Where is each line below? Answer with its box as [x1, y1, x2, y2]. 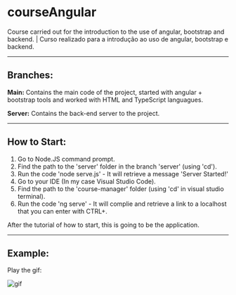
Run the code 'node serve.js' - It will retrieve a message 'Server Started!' [17, 169, 228, 178]
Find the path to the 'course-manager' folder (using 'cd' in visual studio [17, 184, 225, 193]
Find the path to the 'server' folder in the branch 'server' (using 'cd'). [17, 162, 218, 171]
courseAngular [7, 4, 97, 20]
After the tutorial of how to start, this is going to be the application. [7, 221, 200, 229]
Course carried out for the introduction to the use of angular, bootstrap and [7, 27, 225, 36]
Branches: [7, 70, 54, 81]
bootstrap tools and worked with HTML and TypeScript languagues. [7, 96, 204, 104]
